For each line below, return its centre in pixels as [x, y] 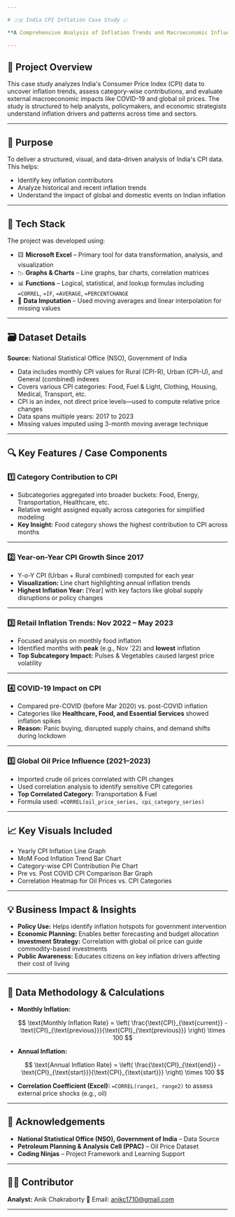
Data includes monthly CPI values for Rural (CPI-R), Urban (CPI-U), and [120, 372]
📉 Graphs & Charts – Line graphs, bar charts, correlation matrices [113, 272]
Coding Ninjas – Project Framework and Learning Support [101, 1153]
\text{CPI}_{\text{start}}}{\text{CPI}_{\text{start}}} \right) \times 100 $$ [123, 1073]
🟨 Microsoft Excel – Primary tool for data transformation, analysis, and [120, 254]
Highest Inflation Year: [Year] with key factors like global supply [110, 590]
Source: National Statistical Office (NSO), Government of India [97, 358]
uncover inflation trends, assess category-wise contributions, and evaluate [115, 91]
